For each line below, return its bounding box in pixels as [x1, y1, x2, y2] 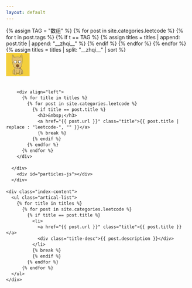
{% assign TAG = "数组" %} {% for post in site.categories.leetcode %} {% [6, 27, 184, 34]
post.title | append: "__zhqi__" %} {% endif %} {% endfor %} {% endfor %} [6, 40, 186, 47]
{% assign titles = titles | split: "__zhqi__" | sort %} [6, 46, 126, 53]
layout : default [6, 9, 46, 15]
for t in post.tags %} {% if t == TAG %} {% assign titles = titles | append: [6, 33, 180, 40]
